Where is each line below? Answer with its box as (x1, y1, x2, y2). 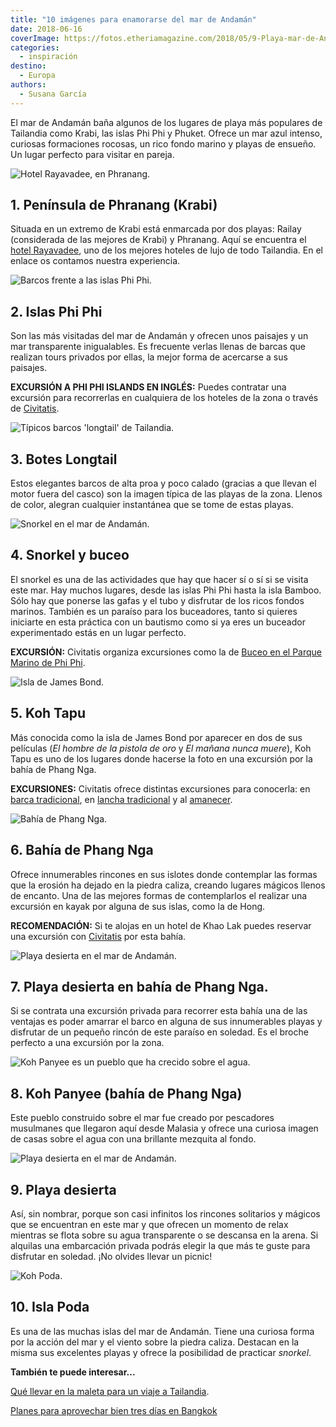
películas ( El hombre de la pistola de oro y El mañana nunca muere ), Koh (10, 742, 312, 754)
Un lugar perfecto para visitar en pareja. (10, 148, 175, 160)
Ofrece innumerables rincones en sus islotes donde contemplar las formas (10, 868, 318, 880)
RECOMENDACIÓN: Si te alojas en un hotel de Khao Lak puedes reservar (10, 919, 312, 931)
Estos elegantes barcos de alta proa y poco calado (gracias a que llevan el (10, 477, 317, 490)
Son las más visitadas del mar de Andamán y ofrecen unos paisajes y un (10, 330, 309, 342)
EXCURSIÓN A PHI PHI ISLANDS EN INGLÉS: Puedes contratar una (10, 381, 287, 393)
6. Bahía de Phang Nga (10, 842, 154, 859)
